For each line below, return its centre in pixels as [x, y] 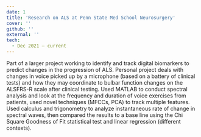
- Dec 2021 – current [39, 46]
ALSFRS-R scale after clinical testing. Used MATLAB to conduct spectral [97, 89]
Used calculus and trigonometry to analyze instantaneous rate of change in [101, 108]
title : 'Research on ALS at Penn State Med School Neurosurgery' [91, 18]
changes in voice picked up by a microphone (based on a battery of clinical [101, 76]
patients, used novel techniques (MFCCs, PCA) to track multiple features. [98, 102]
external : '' [23, 35]
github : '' [20, 29]
